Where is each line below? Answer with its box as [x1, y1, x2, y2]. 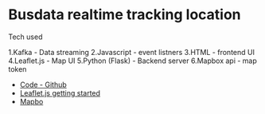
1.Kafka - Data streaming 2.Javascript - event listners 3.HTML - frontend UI [8, 47, 255, 57]
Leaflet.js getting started [19, 88, 101, 97]
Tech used [8, 32, 43, 41]
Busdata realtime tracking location [8, 6, 241, 24]
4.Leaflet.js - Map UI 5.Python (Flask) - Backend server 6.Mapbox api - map [8, 56, 257, 65]
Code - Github [19, 80, 68, 89]
